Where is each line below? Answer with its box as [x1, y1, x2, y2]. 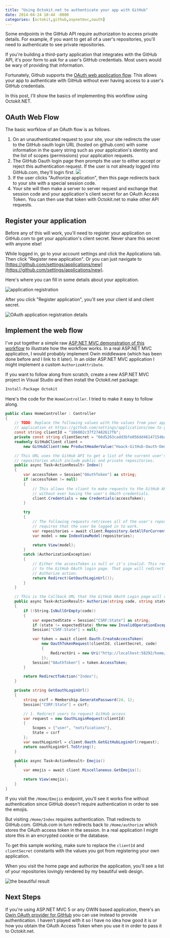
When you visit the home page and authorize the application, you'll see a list [5, 863, 164, 869]
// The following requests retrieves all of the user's [32, 519, 153, 524]
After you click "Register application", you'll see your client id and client [5, 296, 154, 302]
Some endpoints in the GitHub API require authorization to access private [5, 31, 158, 37]
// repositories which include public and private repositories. [14, 458, 155, 463]
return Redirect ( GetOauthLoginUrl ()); [32, 576, 114, 581]
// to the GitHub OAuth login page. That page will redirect [32, 566, 164, 571]
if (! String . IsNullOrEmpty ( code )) [23, 608, 96, 613]
